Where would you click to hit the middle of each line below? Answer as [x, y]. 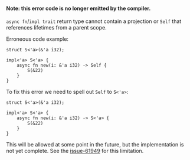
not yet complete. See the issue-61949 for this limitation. [75, 151]
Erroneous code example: [37, 39]
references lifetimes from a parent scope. [57, 28]
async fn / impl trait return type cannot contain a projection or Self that [94, 21]
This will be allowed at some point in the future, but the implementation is [95, 145]
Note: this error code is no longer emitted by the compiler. [78, 8]
